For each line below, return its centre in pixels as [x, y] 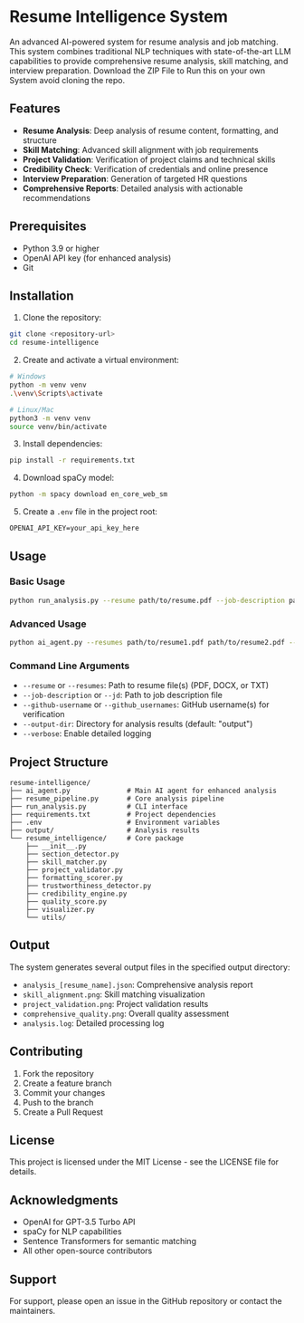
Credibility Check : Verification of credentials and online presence [145, 168]
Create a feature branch [67, 1083]
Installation [42, 296]
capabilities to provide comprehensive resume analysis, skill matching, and [149, 61]
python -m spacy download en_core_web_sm [89, 494]
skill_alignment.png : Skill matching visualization [114, 994]
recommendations [56, 197]
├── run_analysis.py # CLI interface [99, 806]
